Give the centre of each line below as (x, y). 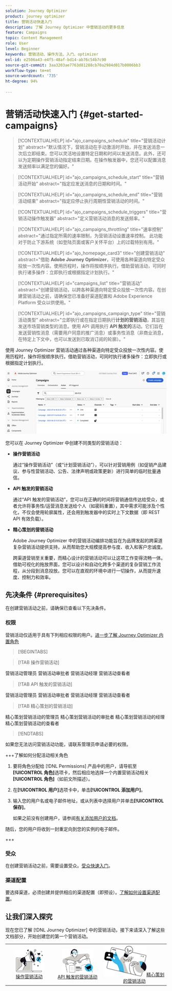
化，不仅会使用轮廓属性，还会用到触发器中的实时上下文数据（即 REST (86, 512)
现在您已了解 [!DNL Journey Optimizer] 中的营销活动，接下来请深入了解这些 (85, 930)
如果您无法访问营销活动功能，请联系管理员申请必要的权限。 (68, 744)
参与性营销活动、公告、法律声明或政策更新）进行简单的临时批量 (89, 471)
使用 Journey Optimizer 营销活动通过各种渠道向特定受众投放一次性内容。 (82, 350)
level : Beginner (23, 49)
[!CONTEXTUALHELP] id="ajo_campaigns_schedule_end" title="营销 (90, 194)
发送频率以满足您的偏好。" (46, 166)
